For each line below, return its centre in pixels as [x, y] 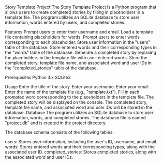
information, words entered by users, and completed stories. [65, 22]
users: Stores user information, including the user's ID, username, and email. [81, 142]
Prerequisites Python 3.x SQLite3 [38, 77]
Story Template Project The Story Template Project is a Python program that [81, 7]
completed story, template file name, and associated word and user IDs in [78, 63]
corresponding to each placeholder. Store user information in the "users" [78, 42]
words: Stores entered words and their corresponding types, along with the [80, 147]
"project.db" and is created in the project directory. [56, 123]
